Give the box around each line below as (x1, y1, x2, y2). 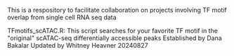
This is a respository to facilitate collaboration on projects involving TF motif (7, 6, 227, 14)
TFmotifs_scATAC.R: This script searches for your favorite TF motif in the (7, 27, 218, 35)
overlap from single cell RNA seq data (7, 13, 117, 21)
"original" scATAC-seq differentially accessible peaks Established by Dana (7, 34, 223, 42)
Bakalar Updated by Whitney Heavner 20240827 (7, 41, 149, 49)
